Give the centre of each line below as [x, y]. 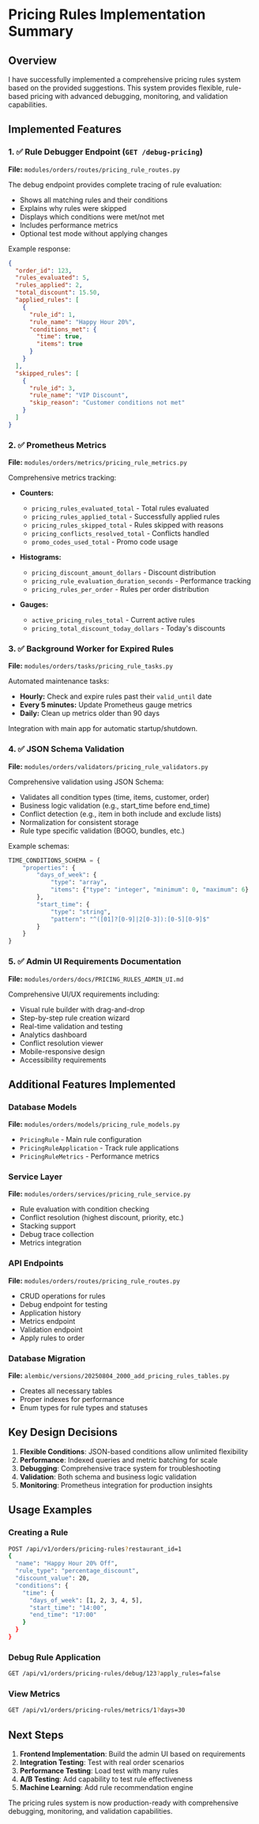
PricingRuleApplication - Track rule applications [99, 1148]
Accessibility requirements [63, 1060]
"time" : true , [60, 337]
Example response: [39, 249]
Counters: [36, 493]
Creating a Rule [38, 1532]
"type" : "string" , [81, 912]
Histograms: [40, 557]
